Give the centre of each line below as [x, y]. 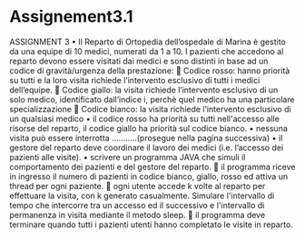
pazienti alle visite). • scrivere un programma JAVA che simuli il [128, 157]
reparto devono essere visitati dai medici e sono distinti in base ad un [139, 61]
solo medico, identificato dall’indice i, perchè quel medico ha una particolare [152, 99]
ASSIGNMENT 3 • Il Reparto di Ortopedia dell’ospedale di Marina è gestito [148, 42]
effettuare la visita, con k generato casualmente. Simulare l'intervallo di [142, 196]
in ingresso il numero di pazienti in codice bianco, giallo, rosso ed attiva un [149, 176]
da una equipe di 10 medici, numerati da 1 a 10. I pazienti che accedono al [147, 51]
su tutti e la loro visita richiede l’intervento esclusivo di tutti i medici [135, 80]
